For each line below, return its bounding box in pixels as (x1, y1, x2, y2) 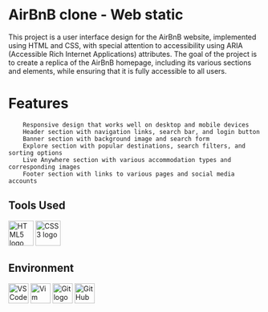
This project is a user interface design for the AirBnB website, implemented (8, 32, 257, 42)
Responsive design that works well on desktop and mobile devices (22, 120, 250, 129)
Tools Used (8, 199, 66, 213)
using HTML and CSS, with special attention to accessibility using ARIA (8, 40, 243, 50)
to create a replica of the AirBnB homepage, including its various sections (8, 58, 252, 67)
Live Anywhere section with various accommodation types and (22, 156, 231, 164)
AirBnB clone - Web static (8, 6, 184, 24)
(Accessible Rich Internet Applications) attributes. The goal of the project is (8, 49, 258, 59)
